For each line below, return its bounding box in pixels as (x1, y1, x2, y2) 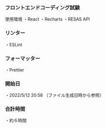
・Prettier (5, 67, 24, 73)
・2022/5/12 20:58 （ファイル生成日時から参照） (5, 92, 104, 98)
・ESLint (5, 41, 22, 47)
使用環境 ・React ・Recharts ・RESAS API (5, 16, 90, 22)
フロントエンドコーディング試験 (5, 4, 80, 11)
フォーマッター (5, 55, 41, 62)
